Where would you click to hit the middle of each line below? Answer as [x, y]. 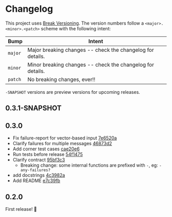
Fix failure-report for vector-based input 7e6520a [65, 138]
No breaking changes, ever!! [61, 79]
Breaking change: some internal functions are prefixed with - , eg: [89, 165]
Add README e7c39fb [36, 181]
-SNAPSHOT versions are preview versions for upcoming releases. [73, 92]
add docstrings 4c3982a [39, 175]
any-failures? [35, 170]
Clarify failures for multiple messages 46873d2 [62, 144]
